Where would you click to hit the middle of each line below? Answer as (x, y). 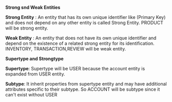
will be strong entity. (27, 28)
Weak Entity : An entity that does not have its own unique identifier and (81, 38)
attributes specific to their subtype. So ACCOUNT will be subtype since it (83, 89)
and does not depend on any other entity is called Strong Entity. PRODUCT (84, 23)
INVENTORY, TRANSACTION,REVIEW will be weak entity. (66, 49)
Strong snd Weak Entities (33, 7)
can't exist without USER (31, 95)
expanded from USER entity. (35, 74)
